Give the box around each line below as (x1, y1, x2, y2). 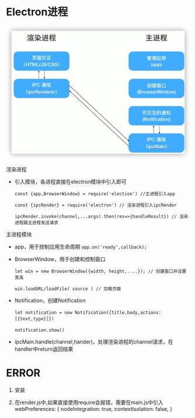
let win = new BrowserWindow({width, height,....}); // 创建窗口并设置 (14, 268, 187, 274)
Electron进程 (6, 5, 68, 19)
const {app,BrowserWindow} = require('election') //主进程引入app (14, 191, 175, 196)
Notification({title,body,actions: (75, 309, 162, 316)
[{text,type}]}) (14, 316, 54, 322)
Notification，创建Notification (14, 296, 86, 304)
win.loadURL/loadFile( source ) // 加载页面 (14, 286, 121, 292)
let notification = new (14, 309, 73, 316)
